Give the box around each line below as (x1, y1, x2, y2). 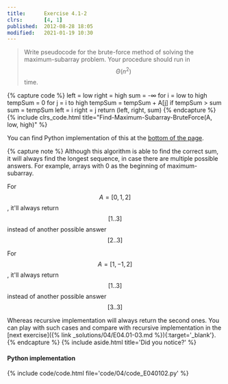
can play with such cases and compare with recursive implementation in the (7, 324, 222, 332)
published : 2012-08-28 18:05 (7, 23, 94, 30)
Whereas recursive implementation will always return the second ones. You (7, 316, 220, 324)
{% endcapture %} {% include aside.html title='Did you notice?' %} (7, 338, 197, 346)
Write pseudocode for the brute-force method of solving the (23, 48, 194, 56)
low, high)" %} (7, 120, 48, 128)
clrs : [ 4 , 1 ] (7, 16, 63, 23)
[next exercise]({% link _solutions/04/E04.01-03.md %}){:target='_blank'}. (7, 330, 216, 339)
